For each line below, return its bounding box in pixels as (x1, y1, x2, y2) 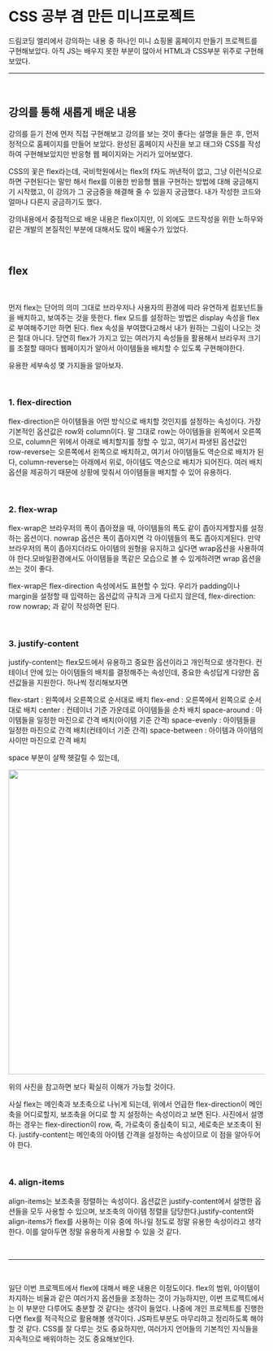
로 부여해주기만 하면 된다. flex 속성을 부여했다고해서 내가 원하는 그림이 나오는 (8, 323, 253, 332)
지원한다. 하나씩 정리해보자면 (36, 678, 128, 688)
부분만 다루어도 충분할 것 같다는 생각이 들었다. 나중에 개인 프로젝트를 (25, 1303, 242, 1313)
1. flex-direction (8, 397, 72, 408)
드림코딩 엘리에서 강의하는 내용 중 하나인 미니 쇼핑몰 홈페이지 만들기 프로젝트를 (8, 36, 258, 46)
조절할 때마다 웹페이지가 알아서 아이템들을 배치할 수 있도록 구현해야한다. (16, 343, 245, 353)
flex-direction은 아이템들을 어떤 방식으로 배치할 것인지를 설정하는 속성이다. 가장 (8, 416, 262, 426)
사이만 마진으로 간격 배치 (8, 736, 87, 745)
